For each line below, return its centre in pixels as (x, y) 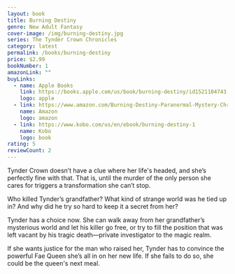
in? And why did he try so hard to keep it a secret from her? (93, 206)
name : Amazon (39, 111)
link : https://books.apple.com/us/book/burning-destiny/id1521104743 (123, 92)
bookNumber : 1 (28, 66)
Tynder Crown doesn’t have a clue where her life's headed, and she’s (107, 170)
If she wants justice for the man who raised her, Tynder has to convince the (116, 248)
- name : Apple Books (43, 85)
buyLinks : (22, 79)
